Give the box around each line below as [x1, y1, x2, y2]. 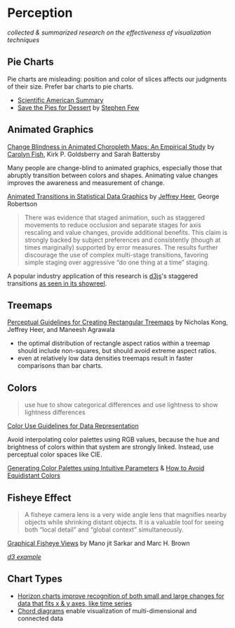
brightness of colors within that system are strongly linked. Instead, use [7, 443, 214, 451]
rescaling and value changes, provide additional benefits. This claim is [24, 228, 228, 236]
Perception [7, 5, 73, 21]
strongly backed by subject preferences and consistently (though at [24, 236, 221, 244]
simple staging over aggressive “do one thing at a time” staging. [24, 258, 210, 267]
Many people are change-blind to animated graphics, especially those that [7, 163, 222, 172]
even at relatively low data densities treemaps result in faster [17, 354, 194, 363]
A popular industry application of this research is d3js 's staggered [7, 271, 199, 280]
